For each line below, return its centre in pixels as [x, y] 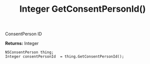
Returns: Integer [22, 43]
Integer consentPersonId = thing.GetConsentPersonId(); [65, 57]
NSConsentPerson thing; [30, 52]
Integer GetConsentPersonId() [83, 9]
